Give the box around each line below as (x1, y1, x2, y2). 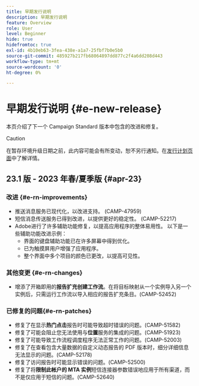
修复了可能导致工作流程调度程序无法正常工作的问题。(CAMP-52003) (14, 337, 182, 344)
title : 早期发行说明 (6, 8, 52, 15)
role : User (6, 25, 33, 32)
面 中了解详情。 (6, 155, 43, 162)
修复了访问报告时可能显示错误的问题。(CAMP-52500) (14, 359, 146, 366)
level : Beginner (6, 31, 46, 37)
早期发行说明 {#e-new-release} (6, 102, 162, 116)
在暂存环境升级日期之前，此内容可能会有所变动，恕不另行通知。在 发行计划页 (6, 147, 193, 155)
